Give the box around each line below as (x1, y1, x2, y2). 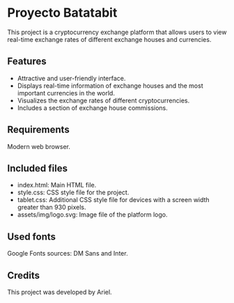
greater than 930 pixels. (17, 203, 86, 212)
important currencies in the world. (17, 88, 115, 97)
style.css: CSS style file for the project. (17, 188, 130, 196)
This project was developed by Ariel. (7, 288, 113, 296)
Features (7, 56, 47, 68)
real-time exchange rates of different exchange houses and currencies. (7, 35, 212, 43)
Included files (7, 162, 68, 174)
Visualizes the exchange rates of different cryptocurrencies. (17, 96, 190, 104)
